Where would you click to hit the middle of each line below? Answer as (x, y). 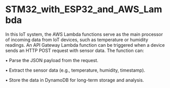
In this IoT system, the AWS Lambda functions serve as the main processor (84, 34)
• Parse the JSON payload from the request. (52, 60)
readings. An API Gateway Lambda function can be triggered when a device (85, 45)
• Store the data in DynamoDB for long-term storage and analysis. (75, 80)
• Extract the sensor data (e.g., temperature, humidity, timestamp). (75, 70)
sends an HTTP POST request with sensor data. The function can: (75, 50)
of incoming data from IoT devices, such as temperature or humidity (77, 40)
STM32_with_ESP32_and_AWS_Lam (84, 9)
